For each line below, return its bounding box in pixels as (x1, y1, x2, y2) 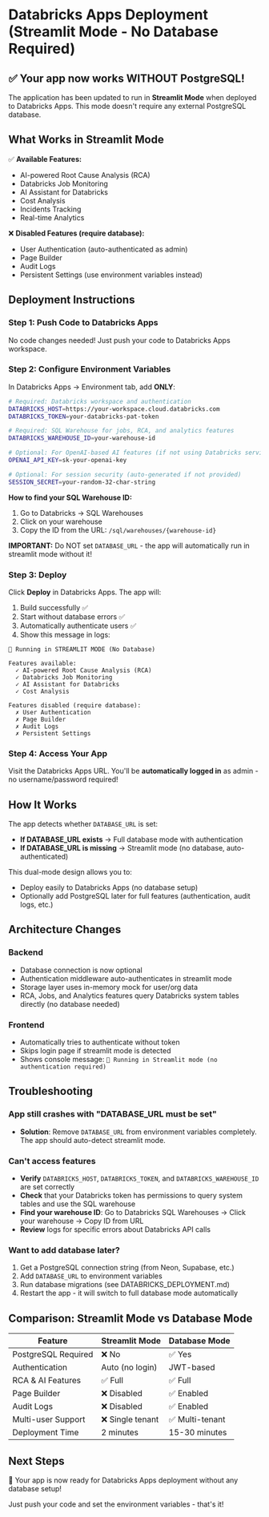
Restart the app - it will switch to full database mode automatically (19, 1288, 239, 1298)
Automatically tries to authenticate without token (19, 1037, 180, 1047)
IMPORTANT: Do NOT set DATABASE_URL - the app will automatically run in (8, 541, 250, 550)
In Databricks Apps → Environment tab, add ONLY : (8, 382, 176, 392)
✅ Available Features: (8, 154, 82, 163)
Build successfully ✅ (19, 602, 89, 612)
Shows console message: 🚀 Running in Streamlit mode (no (19, 1055, 218, 1064)
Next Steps (8, 1454, 65, 1467)
